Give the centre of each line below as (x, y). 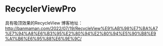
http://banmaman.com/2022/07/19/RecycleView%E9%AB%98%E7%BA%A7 (81, 28)
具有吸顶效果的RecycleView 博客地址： (44, 23)
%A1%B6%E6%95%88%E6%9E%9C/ (43, 38)
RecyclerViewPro (41, 9)
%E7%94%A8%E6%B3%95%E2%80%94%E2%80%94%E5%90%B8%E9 (81, 33)
